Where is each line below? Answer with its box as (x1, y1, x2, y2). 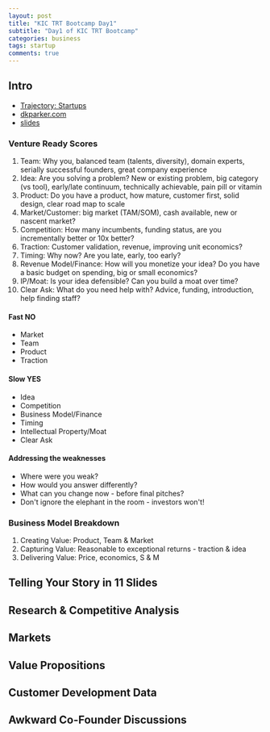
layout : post (8, 11, 52, 20)
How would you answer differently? (19, 479, 138, 489)
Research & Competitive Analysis (8, 603, 180, 617)
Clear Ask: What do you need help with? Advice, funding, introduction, (19, 285, 254, 295)
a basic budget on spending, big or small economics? (19, 268, 198, 278)
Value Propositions (8, 659, 106, 672)
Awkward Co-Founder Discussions (8, 713, 187, 727)
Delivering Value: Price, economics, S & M (19, 553, 160, 563)
